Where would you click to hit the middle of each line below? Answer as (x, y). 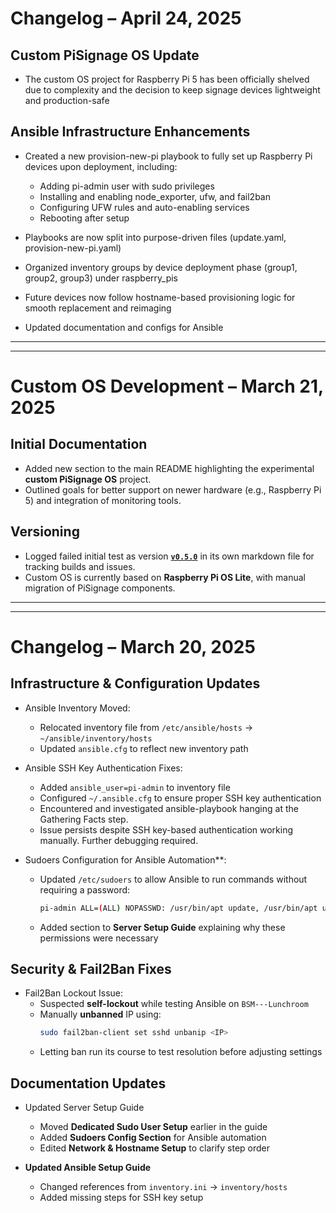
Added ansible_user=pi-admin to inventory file (135, 787)
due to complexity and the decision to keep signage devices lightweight (172, 90)
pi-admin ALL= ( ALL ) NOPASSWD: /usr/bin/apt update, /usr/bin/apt (178, 908)
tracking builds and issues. (80, 566)
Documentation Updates (88, 1083)
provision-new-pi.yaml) (73, 248)
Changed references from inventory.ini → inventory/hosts (163, 1186)
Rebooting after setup (84, 218)
